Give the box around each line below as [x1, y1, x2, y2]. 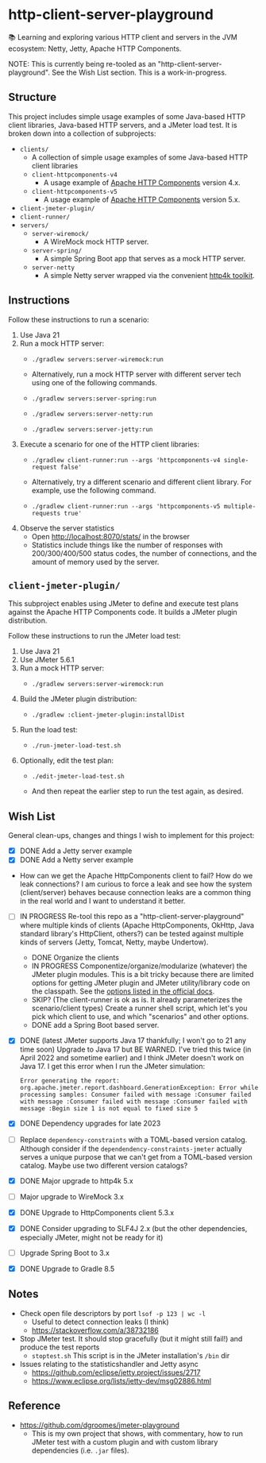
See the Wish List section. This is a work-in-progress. [51, 68, 227, 77]
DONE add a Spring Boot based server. [31, 1021, 160, 1030]
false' [60, 463, 82, 471]
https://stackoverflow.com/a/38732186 [31, 1325, 159, 1335]
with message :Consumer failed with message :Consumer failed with [19, 1098, 248, 1106]
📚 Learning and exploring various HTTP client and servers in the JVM [8, 32, 238, 41]
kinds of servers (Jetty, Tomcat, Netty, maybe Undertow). [19, 937, 209, 947]
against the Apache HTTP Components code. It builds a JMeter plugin [8, 608, 238, 617]
